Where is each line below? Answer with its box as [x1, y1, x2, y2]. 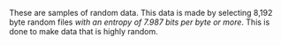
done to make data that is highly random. [9, 26, 159, 36]
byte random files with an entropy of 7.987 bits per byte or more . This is [9, 17, 270, 27]
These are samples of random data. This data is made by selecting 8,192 [9, 8, 273, 18]
